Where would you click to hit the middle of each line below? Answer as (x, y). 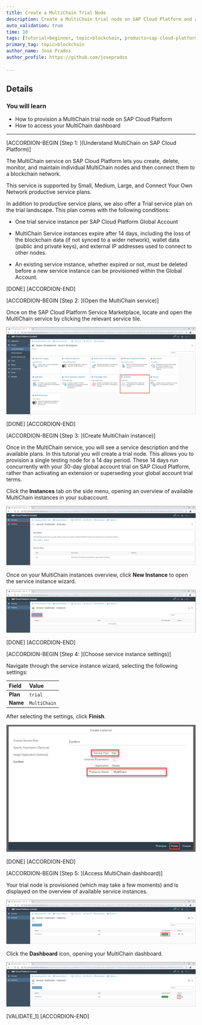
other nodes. (31, 253)
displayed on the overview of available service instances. (77, 891)
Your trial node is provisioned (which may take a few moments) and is (92, 885)
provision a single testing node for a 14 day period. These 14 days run (92, 460)
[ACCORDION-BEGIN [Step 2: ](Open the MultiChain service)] (83, 301)
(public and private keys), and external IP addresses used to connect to (103, 246)
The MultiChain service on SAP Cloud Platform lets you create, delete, (93, 161)
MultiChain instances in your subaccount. (58, 497)
